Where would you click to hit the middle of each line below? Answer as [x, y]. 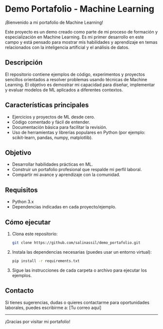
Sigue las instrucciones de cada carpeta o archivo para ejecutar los [79, 270]
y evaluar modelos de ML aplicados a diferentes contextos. [64, 90]
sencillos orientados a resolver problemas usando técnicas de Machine [76, 79]
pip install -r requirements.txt [46, 261]
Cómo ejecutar [28, 222]
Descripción [24, 62]
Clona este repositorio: [35, 234]
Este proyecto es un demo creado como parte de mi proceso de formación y [81, 32]
